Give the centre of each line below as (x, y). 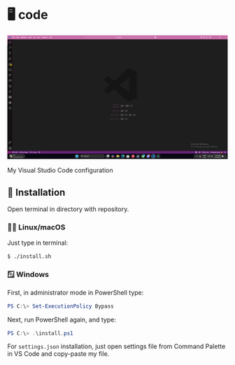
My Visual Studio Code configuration (60, 171)
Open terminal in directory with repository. (68, 209)
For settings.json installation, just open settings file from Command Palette (116, 346)
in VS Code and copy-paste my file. (58, 354)
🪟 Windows (28, 275)
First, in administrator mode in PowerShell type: (76, 292)
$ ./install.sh (29, 256)
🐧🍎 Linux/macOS (36, 227)
